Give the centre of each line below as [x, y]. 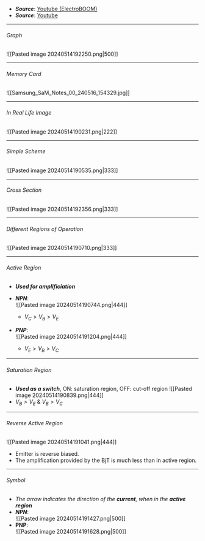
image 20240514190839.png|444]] [59, 395]
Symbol [16, 480]
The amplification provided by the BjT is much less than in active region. [106, 460]
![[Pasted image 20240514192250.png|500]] [62, 54]
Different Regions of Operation [45, 229]
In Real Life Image [29, 112]
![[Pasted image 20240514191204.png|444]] [71, 337]
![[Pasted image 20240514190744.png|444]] [71, 305]
